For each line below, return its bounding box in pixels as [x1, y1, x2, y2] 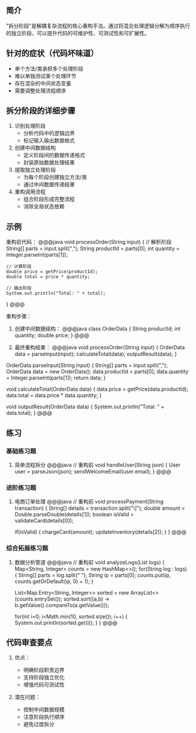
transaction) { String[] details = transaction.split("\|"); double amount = [14, 504, 185, 512]
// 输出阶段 [6, 285, 32, 291]
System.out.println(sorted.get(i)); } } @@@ [14, 619, 118, 626]
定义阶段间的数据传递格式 [23, 152, 85, 159]
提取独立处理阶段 [14, 166, 56, 173]
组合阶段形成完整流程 [23, 196, 75, 203]
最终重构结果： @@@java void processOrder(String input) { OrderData [14, 344, 185, 351]
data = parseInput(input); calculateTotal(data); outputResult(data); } [14, 350, 177, 357]
